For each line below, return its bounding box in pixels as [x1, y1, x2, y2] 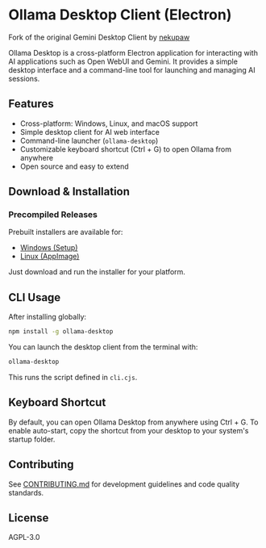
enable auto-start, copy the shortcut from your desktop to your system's [8, 425, 249, 435]
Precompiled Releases [8, 209, 98, 220]
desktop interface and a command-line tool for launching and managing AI [8, 65, 256, 74]
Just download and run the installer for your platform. [8, 267, 185, 277]
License [8, 511, 49, 525]
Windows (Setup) [19, 243, 78, 253]
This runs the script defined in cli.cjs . [8, 373, 138, 382]
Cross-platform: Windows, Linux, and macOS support [19, 119, 198, 128]
